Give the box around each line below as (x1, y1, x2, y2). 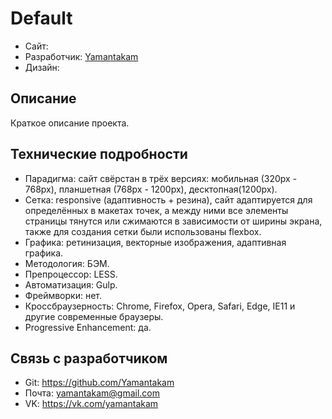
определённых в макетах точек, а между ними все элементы (24, 204, 289, 216)
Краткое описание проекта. (10, 117, 130, 129)
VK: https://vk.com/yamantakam (24, 398, 159, 410)
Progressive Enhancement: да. (24, 321, 152, 333)
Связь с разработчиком (10, 350, 168, 367)
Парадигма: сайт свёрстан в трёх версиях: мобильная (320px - (24, 172, 298, 184)
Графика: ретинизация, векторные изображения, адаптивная (24, 236, 287, 248)
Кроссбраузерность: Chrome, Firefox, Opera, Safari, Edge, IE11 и (24, 300, 296, 312)
